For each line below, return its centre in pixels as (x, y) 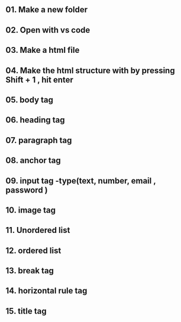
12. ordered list (33, 250)
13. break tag (30, 271)
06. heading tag (35, 120)
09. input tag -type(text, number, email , (81, 181)
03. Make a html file (43, 50)
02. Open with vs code (48, 30)
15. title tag (26, 311)
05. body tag (30, 100)
